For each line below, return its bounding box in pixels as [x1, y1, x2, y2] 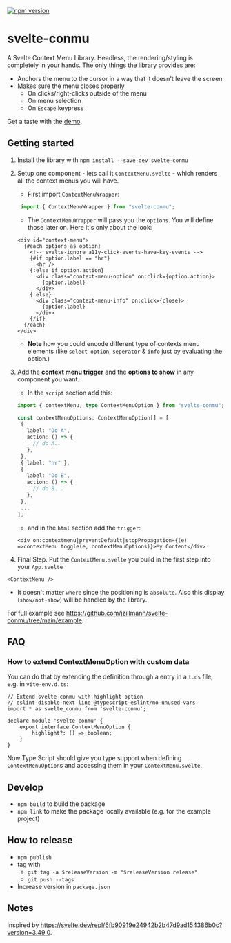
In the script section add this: [27, 388, 113, 397]
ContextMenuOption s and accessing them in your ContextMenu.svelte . [7, 762, 202, 770]
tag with [17, 860, 41, 868]
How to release [7, 834, 73, 846]
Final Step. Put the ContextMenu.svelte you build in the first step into [17, 555, 212, 564]
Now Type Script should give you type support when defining [7, 754, 182, 762]
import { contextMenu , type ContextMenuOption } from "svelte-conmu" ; [17, 402, 225, 408]
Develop [7, 781, 43, 793]
